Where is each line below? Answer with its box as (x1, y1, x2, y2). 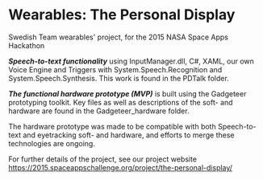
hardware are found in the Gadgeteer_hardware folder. (8, 106, 190, 116)
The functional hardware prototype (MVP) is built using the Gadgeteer (8, 88, 247, 98)
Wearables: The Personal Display (8, 6, 236, 24)
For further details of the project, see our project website (8, 154, 198, 164)
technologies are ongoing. (8, 138, 95, 148)
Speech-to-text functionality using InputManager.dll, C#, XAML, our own (8, 56, 254, 66)
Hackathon (8, 40, 45, 50)
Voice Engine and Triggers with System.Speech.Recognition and (8, 64, 223, 74)
